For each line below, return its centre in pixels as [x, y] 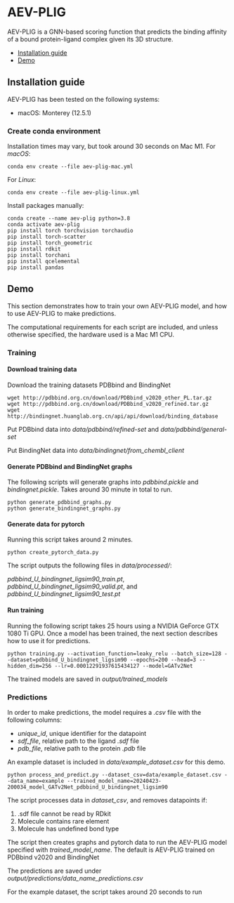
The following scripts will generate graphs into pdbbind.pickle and [103, 482]
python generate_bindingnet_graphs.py [64, 509]
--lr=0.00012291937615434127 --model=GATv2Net [124, 666]
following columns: [34, 720]
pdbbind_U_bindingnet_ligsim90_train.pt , [66, 579]
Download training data [42, 369]
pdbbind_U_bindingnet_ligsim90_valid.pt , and [72, 586]
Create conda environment [54, 131]
